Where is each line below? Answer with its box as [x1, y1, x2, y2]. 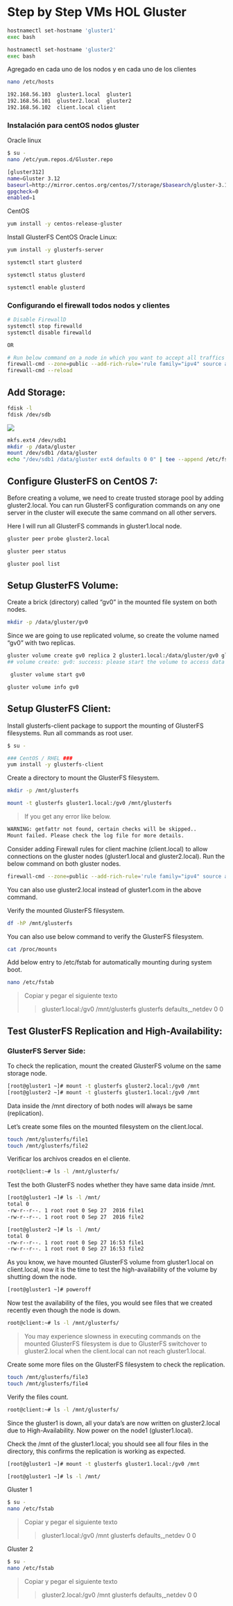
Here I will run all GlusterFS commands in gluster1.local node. [7, 522, 182, 530]
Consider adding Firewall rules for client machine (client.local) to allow [7, 844, 208, 853]
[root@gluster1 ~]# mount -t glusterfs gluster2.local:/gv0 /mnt [7, 1082, 200, 1089]
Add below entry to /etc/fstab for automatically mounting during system [7, 958, 212, 967]
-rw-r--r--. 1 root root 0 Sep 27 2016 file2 [7, 1213, 144, 1221]
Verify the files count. [7, 1393, 69, 1401]
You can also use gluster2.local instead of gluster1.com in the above [7, 885, 202, 894]
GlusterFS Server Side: [7, 1046, 86, 1055]
